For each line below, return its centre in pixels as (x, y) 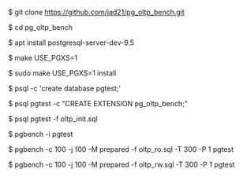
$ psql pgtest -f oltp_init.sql (53, 119)
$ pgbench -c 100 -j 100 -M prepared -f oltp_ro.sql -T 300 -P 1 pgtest (121, 149)
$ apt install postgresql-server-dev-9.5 (71, 42)
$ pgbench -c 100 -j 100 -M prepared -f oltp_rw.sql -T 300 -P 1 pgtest (121, 164)
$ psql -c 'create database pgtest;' (65, 88)
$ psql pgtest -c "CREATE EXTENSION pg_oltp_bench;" (98, 103)
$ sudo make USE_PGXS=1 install (62, 73)
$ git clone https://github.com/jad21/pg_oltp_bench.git (97, 12)
